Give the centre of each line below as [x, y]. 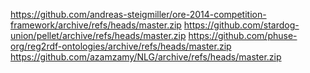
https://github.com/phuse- [243, 35]
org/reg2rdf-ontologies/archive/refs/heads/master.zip [121, 46]
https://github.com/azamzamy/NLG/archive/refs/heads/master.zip [146, 57]
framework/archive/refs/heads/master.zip [96, 25]
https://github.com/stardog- [241, 25]
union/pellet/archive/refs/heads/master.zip [98, 35]
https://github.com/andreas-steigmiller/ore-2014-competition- [138, 14]
